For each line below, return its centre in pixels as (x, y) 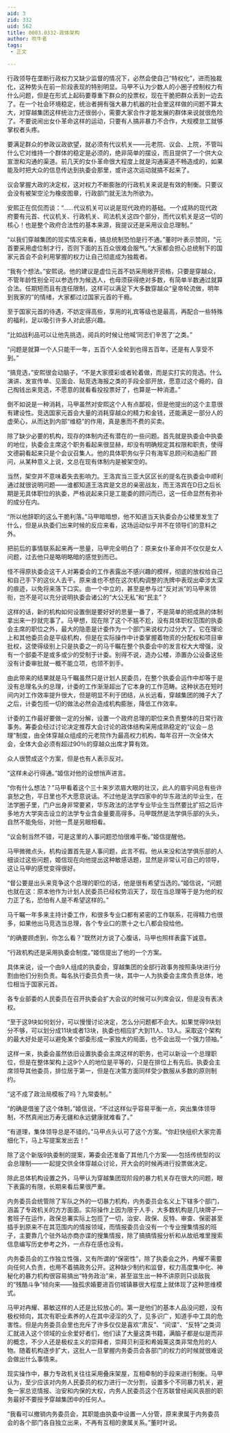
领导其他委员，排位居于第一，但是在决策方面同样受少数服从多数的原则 (112, 1071)
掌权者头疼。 (25, 129)
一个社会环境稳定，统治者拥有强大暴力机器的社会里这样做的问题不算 (121, 104)
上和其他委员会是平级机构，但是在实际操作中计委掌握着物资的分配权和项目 (112, 637)
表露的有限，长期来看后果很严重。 (61, 1186)
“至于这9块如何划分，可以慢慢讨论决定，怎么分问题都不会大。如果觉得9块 (111, 1022)
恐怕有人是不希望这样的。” (73, 900)
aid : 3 (16, 13)
